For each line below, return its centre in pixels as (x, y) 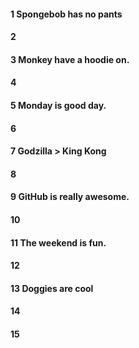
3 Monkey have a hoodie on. (70, 59)
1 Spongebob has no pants (66, 14)
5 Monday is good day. (58, 105)
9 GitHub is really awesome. (70, 197)
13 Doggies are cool (52, 288)
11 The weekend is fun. (58, 242)
